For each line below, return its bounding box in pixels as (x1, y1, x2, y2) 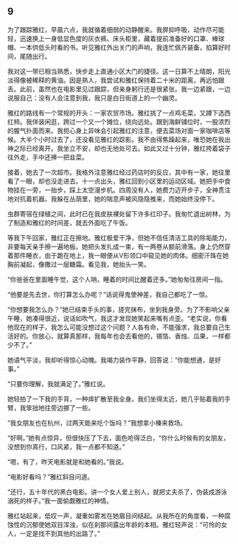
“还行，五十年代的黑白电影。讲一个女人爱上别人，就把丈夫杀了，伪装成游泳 (7, 487, 228, 496)
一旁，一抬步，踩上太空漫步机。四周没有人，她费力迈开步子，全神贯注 (25, 186, 231, 194)
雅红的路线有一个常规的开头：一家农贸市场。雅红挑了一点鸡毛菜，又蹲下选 (7, 108, 225, 117)
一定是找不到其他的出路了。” (19, 529, 101, 538)
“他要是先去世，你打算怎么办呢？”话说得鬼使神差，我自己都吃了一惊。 (7, 290, 212, 298)
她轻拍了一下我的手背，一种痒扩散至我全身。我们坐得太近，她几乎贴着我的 (7, 395, 225, 403)
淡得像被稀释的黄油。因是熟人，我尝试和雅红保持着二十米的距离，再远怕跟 (7, 76, 225, 84)
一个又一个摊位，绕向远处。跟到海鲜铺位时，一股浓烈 (75, 117, 231, 126)
